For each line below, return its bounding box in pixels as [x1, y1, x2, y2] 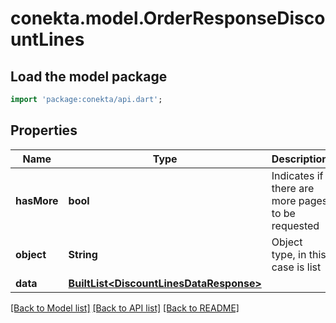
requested [271, 218, 320, 232]
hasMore [15, 193, 59, 207]
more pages [271, 193, 328, 207]
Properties [10, 122, 78, 139]
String [68, 247, 98, 261]
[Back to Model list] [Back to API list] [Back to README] [10, 302, 240, 314]
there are [271, 181, 315, 195]
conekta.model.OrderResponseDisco [10, 7, 326, 30]
